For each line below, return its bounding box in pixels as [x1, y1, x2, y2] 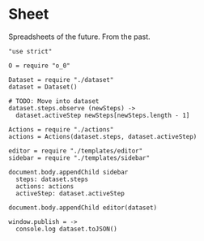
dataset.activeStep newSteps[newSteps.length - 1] [15, 111, 190, 119]
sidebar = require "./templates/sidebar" [8, 153, 151, 162]
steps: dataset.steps [15, 175, 89, 183]
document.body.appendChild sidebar [8, 168, 129, 176]
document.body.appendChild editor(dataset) [8, 204, 158, 212]
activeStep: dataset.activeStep [15, 189, 125, 197]
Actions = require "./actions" [8, 125, 114, 134]
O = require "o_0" [8, 62, 70, 70]
